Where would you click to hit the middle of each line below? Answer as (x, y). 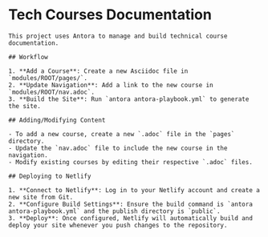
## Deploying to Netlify (50, 176)
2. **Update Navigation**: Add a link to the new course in (111, 85)
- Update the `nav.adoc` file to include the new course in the (118, 148)
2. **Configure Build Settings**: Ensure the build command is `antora (130, 204)
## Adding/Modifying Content (57, 120)
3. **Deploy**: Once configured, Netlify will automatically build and (130, 218)
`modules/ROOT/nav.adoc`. (51, 92)
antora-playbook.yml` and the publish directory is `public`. (114, 211)
